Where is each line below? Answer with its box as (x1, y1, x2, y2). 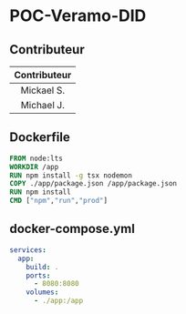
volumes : (26, 288, 59, 297)
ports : (26, 270, 51, 280)
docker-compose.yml (9, 221, 135, 237)
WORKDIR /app (9, 162, 59, 171)
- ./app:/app (33, 297, 84, 306)
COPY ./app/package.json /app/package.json (9, 179, 178, 188)
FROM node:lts (9, 154, 64, 163)
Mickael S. (20, 84, 66, 96)
